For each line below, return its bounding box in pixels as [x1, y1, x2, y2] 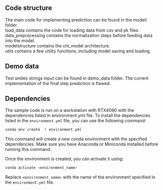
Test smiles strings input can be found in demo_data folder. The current [5, 75, 149, 81]
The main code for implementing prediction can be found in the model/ [5, 17, 147, 22]
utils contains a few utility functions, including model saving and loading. [5, 48, 151, 54]
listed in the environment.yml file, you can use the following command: [5, 118, 146, 124]
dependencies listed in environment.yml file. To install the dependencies [5, 112, 150, 119]
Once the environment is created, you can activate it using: [5, 156, 123, 162]
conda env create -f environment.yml [5, 127, 82, 132]
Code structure [5, 4, 52, 12]
